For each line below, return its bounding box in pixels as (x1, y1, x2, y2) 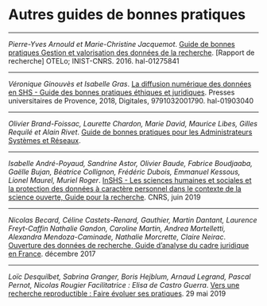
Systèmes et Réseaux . (8, 135, 81, 145)
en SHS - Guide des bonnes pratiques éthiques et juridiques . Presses (8, 87, 235, 97)
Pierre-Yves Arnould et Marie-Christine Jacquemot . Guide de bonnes (8, 39, 236, 48)
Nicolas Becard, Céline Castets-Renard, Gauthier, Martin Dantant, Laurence (8, 215, 257, 224)
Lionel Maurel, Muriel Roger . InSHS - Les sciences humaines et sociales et (8, 175, 252, 184)
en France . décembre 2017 (8, 249, 96, 258)
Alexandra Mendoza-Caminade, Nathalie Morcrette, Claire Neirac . (8, 232, 226, 242)
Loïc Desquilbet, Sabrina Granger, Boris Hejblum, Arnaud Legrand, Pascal (8, 272, 251, 281)
